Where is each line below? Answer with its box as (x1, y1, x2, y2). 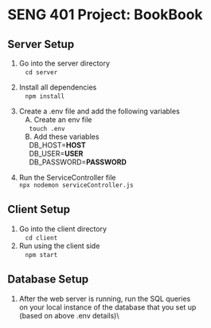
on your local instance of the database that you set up (18, 302, 197, 312)
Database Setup (7, 273, 89, 287)
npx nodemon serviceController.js (18, 181, 134, 189)
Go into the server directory (18, 58, 111, 68)
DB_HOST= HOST (29, 140, 87, 149)
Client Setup (7, 203, 71, 216)
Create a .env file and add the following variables (18, 106, 180, 116)
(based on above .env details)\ (18, 310, 120, 320)
